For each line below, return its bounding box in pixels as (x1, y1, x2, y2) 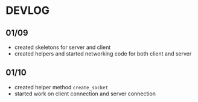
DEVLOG (5, 4, 49, 18)
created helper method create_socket (14, 83, 109, 91)
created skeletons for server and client (14, 43, 111, 51)
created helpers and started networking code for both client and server (14, 50, 192, 57)
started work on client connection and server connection (14, 90, 156, 97)
